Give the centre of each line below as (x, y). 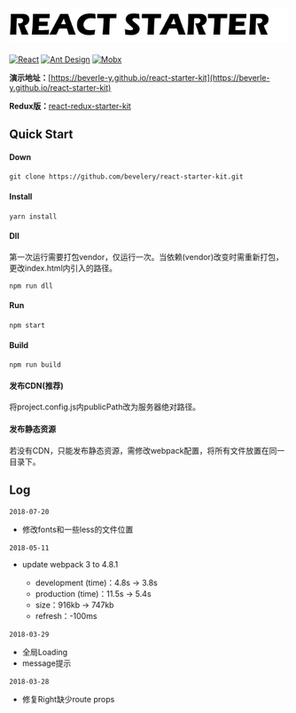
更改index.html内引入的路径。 (63, 268)
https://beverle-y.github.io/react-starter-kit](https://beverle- (160, 77)
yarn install (33, 217)
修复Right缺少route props (68, 700)
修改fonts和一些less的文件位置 (78, 530)
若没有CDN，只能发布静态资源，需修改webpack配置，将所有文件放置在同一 (147, 450)
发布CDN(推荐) (36, 385)
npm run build (35, 365)
